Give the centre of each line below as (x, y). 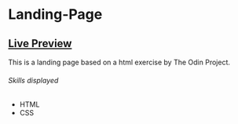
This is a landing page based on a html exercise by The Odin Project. (119, 62)
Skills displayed (33, 80)
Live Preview (40, 44)
